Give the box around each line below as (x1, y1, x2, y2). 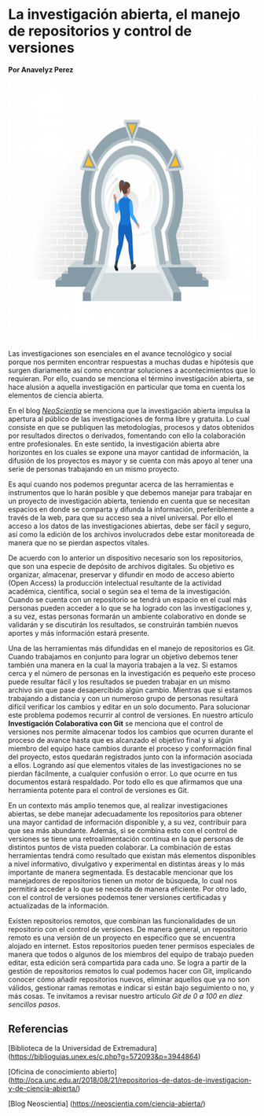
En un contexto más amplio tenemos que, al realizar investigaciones (8, 800, 228, 810)
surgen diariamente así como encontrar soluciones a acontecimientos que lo (8, 365, 256, 375)
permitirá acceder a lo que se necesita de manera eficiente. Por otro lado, (8, 884, 247, 894)
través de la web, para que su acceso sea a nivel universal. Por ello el (8, 512, 233, 522)
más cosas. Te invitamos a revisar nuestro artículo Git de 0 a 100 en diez (8, 991, 243, 1000)
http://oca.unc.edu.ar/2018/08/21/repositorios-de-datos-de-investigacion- (10, 1075, 252, 1085)
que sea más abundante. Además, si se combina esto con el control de (8, 825, 238, 835)
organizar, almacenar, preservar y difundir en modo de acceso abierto (8, 570, 235, 579)
